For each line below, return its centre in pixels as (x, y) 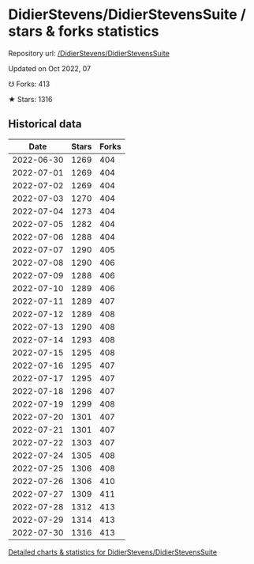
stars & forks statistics (84, 31)
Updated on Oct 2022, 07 (50, 68)
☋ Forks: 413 (29, 84)
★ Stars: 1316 (30, 99)
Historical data (45, 124)
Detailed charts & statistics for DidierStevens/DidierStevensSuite (113, 552)
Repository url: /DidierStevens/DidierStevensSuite (89, 53)
